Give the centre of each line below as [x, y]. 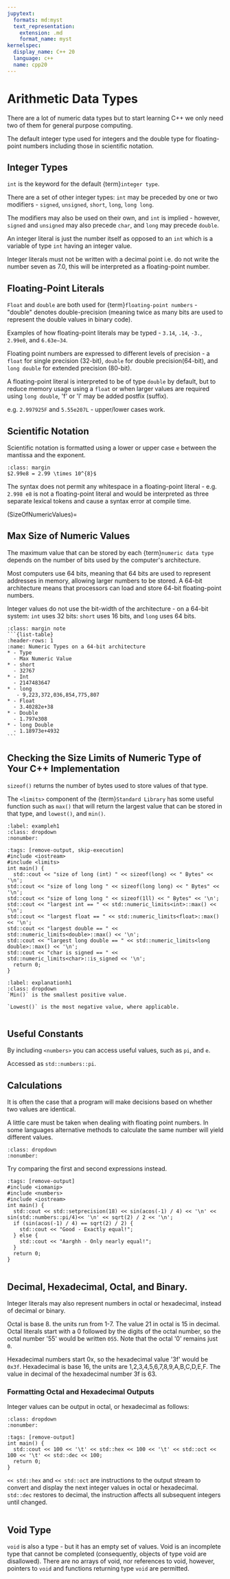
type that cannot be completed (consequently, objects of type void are [107, 1554]
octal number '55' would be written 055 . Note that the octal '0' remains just [113, 1339]
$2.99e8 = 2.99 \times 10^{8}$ [52, 474]
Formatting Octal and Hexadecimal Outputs [81, 1392]
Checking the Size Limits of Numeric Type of [104, 758]
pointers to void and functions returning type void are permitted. [99, 1569]
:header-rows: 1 [30, 640]
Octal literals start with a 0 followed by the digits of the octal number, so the [114, 1331]
